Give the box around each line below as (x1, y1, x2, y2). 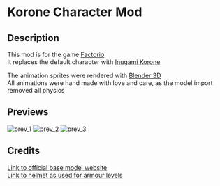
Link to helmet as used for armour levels (7, 171, 123, 179)
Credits (7, 145, 41, 157)
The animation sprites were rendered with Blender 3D (7, 71, 162, 79)
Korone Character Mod (7, 4, 142, 20)
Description (7, 32, 59, 44)
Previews (7, 106, 49, 118)
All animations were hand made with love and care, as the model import (7, 79, 213, 87)
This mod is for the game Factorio (7, 50, 105, 59)
